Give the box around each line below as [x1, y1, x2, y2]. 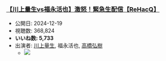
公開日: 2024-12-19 [14, 20, 63, 27]
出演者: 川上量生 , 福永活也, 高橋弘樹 [14, 42, 103, 49]
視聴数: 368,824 [14, 27, 55, 34]
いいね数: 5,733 [14, 34, 54, 42]
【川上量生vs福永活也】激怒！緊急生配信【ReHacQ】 [6, 5, 160, 13]
